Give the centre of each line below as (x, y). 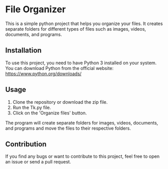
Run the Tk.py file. (32, 107)
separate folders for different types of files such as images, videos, (76, 29)
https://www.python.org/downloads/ (44, 74)
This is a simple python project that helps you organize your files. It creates (84, 23)
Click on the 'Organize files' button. (50, 113)
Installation (23, 50)
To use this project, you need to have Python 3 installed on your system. (81, 63)
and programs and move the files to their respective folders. (68, 128)
